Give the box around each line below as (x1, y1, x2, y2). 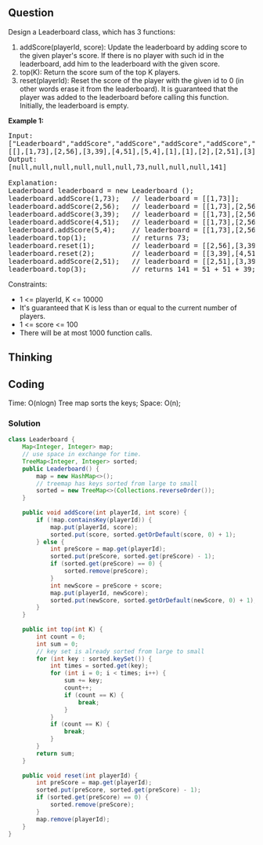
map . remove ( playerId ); (36, 815, 110, 823)
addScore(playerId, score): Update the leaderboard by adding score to (19, 42, 247, 52)
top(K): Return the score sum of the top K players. (19, 67, 181, 77)
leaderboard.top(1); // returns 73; (8, 233, 190, 242)
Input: (8, 131, 34, 140)
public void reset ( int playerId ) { (22, 771, 139, 780)
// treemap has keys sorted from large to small (36, 479, 198, 488)
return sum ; (36, 749, 76, 757)
